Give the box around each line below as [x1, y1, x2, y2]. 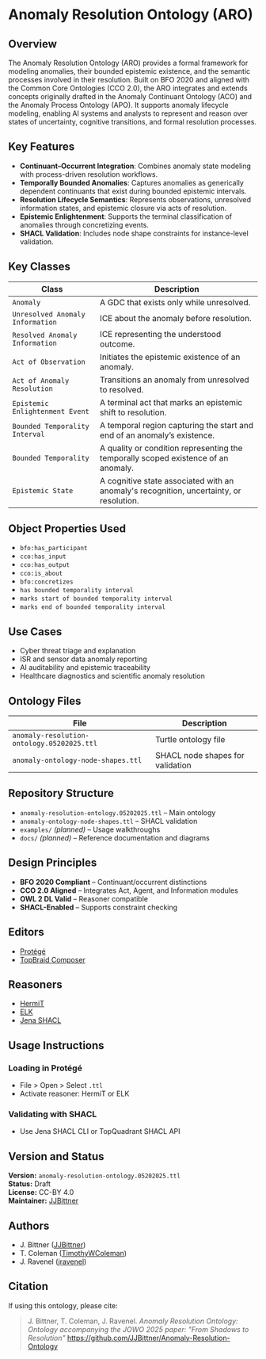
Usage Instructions [8, 1039, 104, 1052]
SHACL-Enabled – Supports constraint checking [19, 902, 178, 912]
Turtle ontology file [155, 734, 226, 745]
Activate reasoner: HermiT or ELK [19, 1089, 130, 1098]
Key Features [8, 140, 75, 154]
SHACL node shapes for [155, 750, 245, 761]
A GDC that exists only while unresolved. [100, 297, 251, 308]
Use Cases [8, 625, 63, 638]
